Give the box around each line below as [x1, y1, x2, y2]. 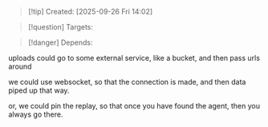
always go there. [8, 109, 63, 119]
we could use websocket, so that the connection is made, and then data [8, 77, 246, 86]
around [8, 62, 32, 71]
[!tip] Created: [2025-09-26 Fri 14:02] [27, 7, 153, 16]
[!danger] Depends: [27, 38, 93, 47]
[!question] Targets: [27, 22, 94, 31]
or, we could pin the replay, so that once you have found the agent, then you [8, 101, 261, 110]
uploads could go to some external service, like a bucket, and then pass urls [8, 54, 261, 62]
